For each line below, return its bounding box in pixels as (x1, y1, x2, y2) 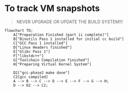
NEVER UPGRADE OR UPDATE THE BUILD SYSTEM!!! (16, 19, 123, 25)
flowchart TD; (4, 28, 33, 33)
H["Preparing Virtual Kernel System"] (13, 62, 92, 66)
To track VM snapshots (4, 3, 100, 14)
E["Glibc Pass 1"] (13, 49, 50, 54)
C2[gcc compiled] (13, 74, 48, 79)
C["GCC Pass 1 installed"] (13, 40, 68, 46)
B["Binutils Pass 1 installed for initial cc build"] (13, 37, 124, 41)
